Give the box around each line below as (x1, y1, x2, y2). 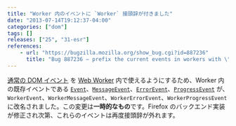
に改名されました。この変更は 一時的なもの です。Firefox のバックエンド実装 (7, 102, 225, 111)
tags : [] (7, 29, 33, 37)
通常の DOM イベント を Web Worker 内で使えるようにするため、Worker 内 (7, 76, 225, 84)
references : (7, 43, 42, 50)
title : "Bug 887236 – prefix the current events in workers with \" (25, 56, 231, 63)
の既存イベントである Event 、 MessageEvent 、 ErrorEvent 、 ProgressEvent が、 (7, 85, 229, 93)
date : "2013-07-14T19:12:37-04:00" (7, 17, 112, 24)
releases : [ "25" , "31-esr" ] (7, 36, 90, 43)
